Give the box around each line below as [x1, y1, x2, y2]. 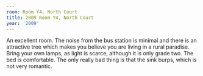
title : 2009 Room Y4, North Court [6, 15, 94, 21]
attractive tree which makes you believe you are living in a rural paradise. [6, 43, 190, 50]
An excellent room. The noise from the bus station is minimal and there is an [6, 37, 197, 44]
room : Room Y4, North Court [6, 9, 78, 15]
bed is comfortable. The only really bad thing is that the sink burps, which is [6, 56, 197, 64]
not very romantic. [6, 63, 53, 70]
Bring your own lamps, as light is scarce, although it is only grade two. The [6, 50, 194, 57]
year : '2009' [6, 20, 40, 26]
